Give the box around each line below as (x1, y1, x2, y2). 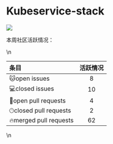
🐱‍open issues (9, 74, 50, 83)
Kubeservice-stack (6, 4, 105, 18)
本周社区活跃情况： (6, 36, 54, 43)
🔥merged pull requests (9, 116, 74, 124)
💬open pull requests (9, 96, 66, 105)
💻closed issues (9, 84, 54, 93)
